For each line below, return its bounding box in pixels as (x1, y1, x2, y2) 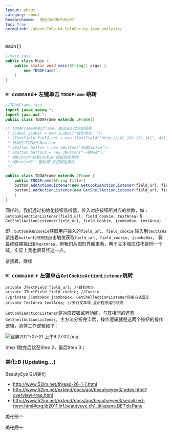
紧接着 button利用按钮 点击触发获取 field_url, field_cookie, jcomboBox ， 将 (5, 234, 163, 241)
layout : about (5, 7, 36, 13)
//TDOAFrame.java (5, 102, 42, 107)
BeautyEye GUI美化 (5, 371, 47, 377)
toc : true (5, 21, 27, 27)
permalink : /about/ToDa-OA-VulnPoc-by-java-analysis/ (5, 27, 123, 32)
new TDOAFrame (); (24, 68, 60, 73)
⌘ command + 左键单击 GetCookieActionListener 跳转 (5, 272, 133, 279)
